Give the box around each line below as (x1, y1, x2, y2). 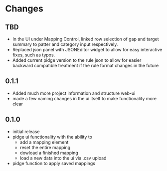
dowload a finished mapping (19, 150, 78, 156)
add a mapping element (19, 139, 69, 145)
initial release (12, 128, 40, 135)
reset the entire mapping (19, 144, 71, 150)
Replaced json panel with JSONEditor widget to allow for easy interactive (12, 47, 163, 52)
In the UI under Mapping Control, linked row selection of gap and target (12, 36, 159, 42)
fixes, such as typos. (12, 52, 55, 58)
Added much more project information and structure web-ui (12, 90, 136, 96)
